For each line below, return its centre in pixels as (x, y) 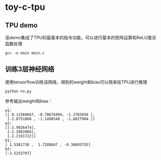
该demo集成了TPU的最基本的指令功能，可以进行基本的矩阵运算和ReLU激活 (81, 38)
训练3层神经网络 (30, 69)
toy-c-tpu (25, 7)
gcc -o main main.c (25, 53)
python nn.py (18, 91)
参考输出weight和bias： (29, 101)
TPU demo (21, 25)
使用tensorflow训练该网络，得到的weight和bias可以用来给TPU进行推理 (76, 82)
